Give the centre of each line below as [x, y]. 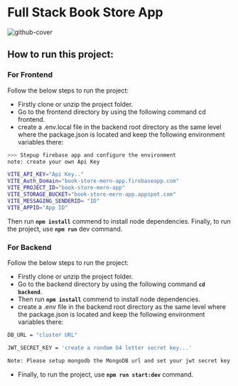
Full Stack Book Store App [85, 12]
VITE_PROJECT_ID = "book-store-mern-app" [66, 188]
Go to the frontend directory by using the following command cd [112, 112]
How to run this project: [60, 54]
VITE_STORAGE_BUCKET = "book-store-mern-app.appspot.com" [92, 194]
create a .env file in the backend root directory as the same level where [121, 306]
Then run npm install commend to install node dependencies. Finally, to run [119, 221]
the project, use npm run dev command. [65, 229]
